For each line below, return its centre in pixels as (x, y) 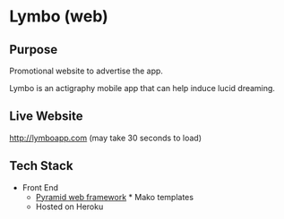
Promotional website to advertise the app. (86, 71)
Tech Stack (41, 166)
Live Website (46, 117)
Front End (40, 187)
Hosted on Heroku (69, 206)
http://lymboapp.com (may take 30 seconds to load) (106, 138)
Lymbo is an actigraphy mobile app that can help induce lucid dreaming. (142, 88)
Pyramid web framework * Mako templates (115, 197)
